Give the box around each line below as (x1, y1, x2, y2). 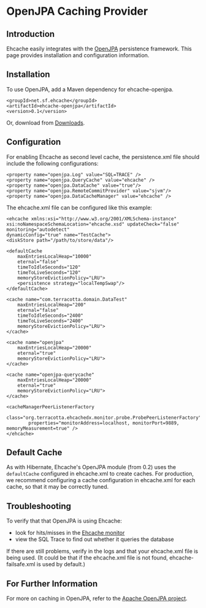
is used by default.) (36, 561, 86, 568)
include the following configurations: (6, 160, 99, 167)
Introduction (6, 29, 55, 39)
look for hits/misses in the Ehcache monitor (15, 529, 125, 537)
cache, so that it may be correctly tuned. (6, 483, 109, 491)
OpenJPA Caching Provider (6, 4, 148, 18)
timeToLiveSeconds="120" (17, 269, 81, 276)
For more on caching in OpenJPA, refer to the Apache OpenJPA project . (6, 594, 188, 602)
